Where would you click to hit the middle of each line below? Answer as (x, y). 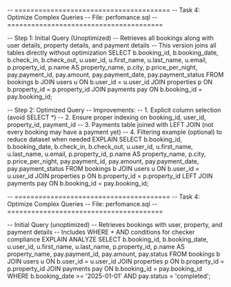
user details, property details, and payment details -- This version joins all (112, 45)
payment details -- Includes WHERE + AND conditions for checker (101, 232)
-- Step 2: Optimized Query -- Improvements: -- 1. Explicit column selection (114, 110)
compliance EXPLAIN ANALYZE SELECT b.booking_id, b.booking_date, (108, 239)
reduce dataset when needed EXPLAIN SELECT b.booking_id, (95, 139)
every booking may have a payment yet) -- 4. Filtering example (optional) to (115, 132)
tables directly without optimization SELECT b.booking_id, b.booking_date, (113, 52)
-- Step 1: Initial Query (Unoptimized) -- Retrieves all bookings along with (110, 38)
